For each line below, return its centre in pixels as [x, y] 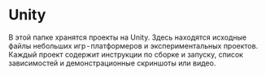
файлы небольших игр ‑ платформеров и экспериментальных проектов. [133, 45]
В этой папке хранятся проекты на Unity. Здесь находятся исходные [128, 37]
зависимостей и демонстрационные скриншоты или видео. [112, 63]
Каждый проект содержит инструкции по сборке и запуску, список [126, 54]
